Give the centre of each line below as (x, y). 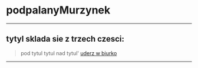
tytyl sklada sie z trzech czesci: (65, 39)
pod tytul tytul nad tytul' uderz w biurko (69, 53)
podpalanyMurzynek (58, 10)
